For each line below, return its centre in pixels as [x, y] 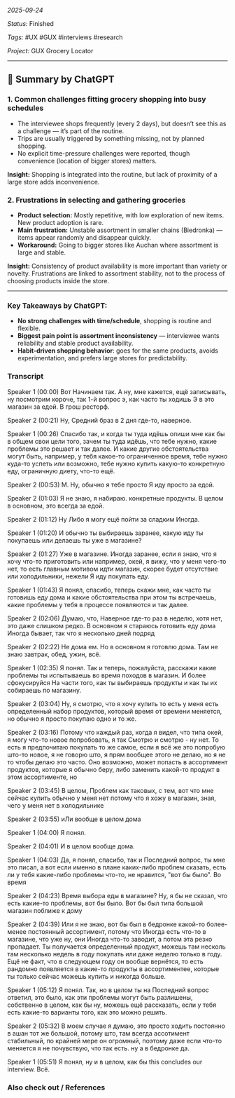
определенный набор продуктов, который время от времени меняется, [115, 711]
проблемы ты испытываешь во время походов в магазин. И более [107, 675]
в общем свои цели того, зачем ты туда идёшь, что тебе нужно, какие [112, 441]
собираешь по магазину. [44, 690]
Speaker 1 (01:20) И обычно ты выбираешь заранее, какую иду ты [105, 533]
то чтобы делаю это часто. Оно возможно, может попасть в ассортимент [117, 762]
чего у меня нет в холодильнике [56, 805]
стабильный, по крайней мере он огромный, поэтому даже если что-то [115, 1041]
